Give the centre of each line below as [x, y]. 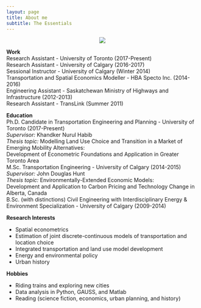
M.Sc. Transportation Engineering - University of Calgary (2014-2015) [94, 167]
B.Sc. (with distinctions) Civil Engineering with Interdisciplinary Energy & [97, 200]
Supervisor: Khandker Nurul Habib [49, 135]
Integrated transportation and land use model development [89, 249]
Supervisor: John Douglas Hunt [46, 173]
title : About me [27, 18]
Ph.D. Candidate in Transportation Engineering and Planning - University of [100, 122]
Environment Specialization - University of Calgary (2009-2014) [86, 206]
